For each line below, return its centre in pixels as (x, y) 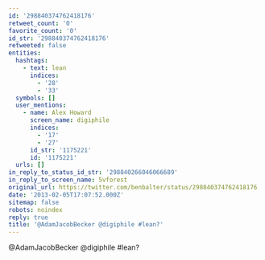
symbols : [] (36, 98)
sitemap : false (34, 202)
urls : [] (30, 165)
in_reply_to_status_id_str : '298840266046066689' (93, 173)
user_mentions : (41, 105)
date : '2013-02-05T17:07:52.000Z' (66, 195)
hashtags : (32, 61)
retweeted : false (37, 46)
